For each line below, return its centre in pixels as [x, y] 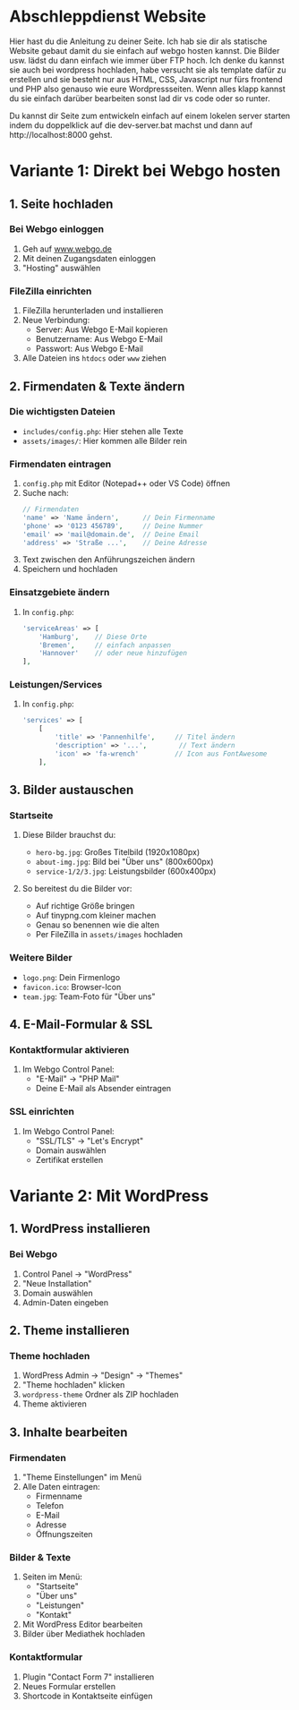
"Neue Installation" [57, 1283]
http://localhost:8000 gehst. [61, 134]
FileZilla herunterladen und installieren [93, 311]
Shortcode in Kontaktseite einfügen [87, 1696]
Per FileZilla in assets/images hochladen [109, 935]
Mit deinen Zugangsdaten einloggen [89, 258]
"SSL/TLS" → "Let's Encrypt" [90, 1141]
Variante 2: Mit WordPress [109, 1196]
